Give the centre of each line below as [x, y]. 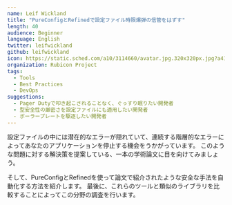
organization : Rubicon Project [52, 65]
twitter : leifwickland [40, 46]
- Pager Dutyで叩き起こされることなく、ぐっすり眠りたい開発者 [94, 104]
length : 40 [23, 26]
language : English [33, 39]
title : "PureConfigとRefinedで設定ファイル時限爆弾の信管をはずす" [96, 20]
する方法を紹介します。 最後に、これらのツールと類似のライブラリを [116, 186]
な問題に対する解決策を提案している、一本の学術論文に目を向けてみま [107, 154]
